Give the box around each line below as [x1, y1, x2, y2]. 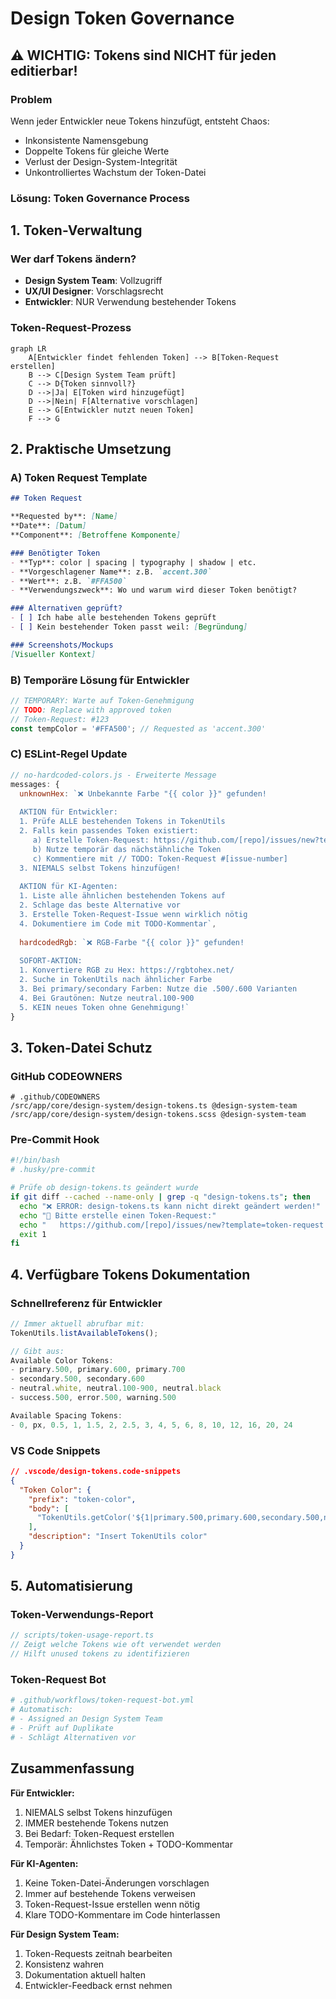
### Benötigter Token [10, 548, 101, 558]
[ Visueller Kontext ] [10, 649, 97, 659]
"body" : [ [28, 1503, 70, 1514]
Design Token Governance [10, 7, 235, 30]
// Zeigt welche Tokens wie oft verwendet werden [10, 1640, 222, 1650]
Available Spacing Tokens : [10, 1410, 123, 1421]
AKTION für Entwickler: [19, 807, 118, 817]
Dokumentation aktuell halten [24, 1968, 146, 1981]
